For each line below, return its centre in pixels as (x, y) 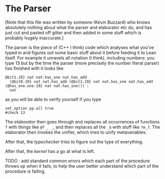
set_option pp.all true (30, 108)
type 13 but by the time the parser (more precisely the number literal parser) (82, 63)
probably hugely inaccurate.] (34, 38)
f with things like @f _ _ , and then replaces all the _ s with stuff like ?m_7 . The (82, 127)
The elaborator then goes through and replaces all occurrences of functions (82, 121)
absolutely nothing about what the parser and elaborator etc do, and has (79, 27)
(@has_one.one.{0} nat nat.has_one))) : (47, 86)
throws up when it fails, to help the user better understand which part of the (82, 166)
